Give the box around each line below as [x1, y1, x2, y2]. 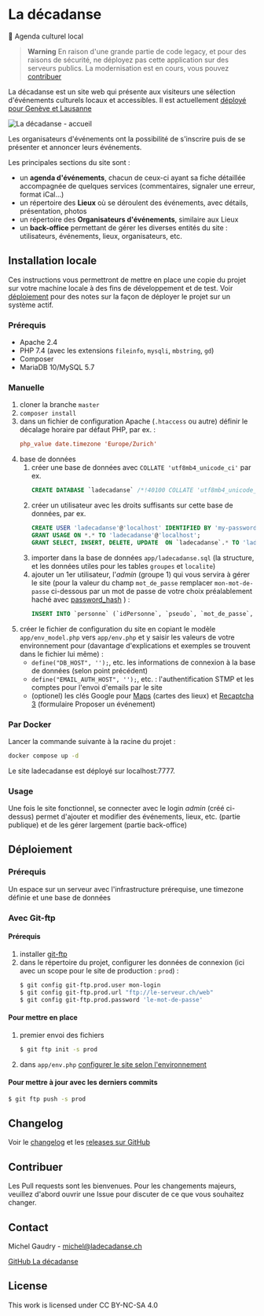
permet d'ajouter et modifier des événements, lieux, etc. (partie [35, 812, 241, 822]
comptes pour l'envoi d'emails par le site [31, 682, 163, 692]
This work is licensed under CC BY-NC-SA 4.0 [8, 1300, 159, 1310]
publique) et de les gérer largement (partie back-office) [8, 820, 187, 830]
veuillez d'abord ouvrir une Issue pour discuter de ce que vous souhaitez [8, 1190, 245, 1199]
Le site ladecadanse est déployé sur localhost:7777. [8, 766, 175, 775]
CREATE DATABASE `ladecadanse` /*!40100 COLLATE [31, 486, 194, 494]
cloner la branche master [19, 400, 100, 409]
